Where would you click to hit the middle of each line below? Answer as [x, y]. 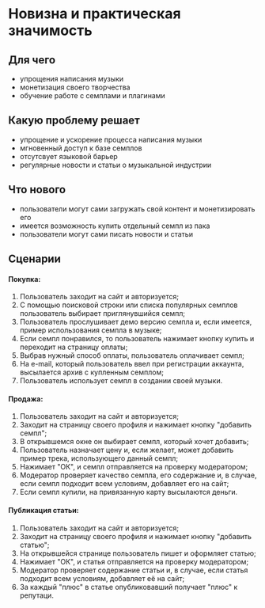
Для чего [32, 60]
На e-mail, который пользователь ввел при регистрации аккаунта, [132, 364]
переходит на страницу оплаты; [74, 347]
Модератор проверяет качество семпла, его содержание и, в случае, [138, 475]
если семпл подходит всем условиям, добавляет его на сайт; [124, 484]
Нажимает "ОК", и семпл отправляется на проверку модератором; [134, 467]
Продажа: [26, 399]
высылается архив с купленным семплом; [92, 372]
